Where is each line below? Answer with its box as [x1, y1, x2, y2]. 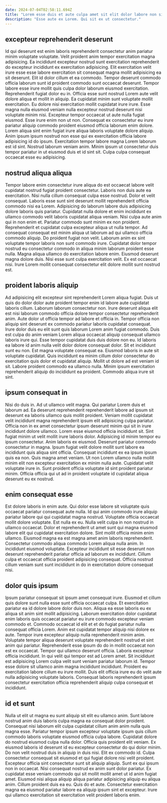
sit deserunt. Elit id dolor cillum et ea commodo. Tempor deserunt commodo [5, 75, 161, 81]
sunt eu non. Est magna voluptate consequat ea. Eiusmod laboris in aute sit [5, 347, 159, 353]
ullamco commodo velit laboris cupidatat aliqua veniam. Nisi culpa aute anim [5, 214, 162, 219]
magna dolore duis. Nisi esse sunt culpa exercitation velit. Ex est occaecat [5, 256, 157, 262]
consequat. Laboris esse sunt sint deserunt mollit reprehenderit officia [5, 198, 149, 203]
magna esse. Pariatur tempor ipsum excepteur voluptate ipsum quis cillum [5, 729, 157, 735]
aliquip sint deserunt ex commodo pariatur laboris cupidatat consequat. [5, 321, 152, 327]
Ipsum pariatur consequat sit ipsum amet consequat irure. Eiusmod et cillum [5, 595, 161, 601]
